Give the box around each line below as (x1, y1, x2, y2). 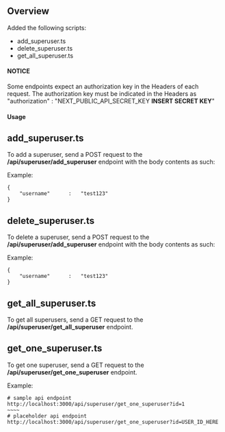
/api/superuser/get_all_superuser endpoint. (7, 323, 133, 331)
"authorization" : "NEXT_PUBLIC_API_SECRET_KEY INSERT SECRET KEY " (7, 97, 215, 105)
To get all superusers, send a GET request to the (7, 316, 144, 324)
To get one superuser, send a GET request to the (7, 361, 145, 369)
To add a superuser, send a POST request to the (7, 151, 143, 159)
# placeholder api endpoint (7, 412, 88, 420)
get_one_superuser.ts (7, 342, 103, 355)
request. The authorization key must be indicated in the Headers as (7, 90, 197, 98)
